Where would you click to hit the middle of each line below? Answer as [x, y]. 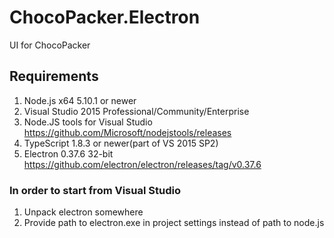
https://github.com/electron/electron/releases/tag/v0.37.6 [142, 164]
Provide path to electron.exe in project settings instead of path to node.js [174, 223]
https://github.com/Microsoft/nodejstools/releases [127, 132]
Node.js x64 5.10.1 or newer [80, 100]
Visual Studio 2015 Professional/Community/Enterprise [136, 111]
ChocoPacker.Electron [105, 17]
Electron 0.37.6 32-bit [68, 153]
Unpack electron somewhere [83, 212]
